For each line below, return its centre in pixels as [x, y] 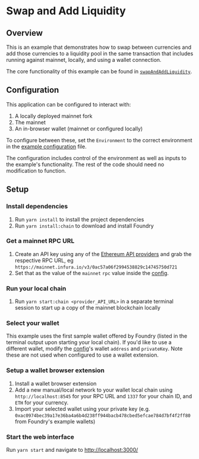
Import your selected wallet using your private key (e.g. [82, 408]
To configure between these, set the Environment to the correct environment [99, 140]
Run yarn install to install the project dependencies [79, 219]
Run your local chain [36, 288]
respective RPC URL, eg [44, 260]
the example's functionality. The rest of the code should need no [85, 164]
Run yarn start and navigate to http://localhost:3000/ [72, 449]
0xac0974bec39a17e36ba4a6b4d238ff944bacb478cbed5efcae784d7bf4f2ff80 [103, 416]
